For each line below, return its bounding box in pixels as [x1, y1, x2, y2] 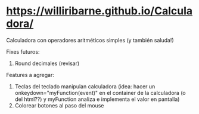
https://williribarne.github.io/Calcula [6, 4, 192, 18]
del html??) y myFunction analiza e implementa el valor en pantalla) [14, 95, 180, 103]
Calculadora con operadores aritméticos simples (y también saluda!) [6, 36, 174, 44]
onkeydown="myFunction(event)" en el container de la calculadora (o [14, 89, 186, 96]
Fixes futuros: [6, 48, 40, 55]
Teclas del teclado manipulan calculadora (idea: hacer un [14, 82, 156, 90]
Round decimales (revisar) [14, 60, 80, 67]
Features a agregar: [6, 71, 55, 78]
